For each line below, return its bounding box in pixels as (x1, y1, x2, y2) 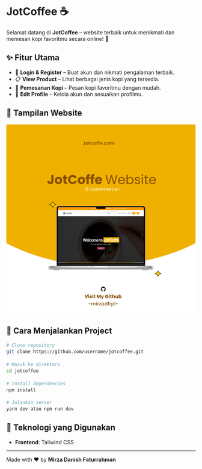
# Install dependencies (6, 380, 66, 387)
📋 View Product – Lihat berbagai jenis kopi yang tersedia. (14, 75, 160, 82)
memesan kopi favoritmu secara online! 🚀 (6, 35, 109, 42)
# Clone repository (6, 343, 55, 349)
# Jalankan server (6, 400, 52, 406)
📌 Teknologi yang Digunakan (6, 423, 116, 433)
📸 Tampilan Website (6, 108, 82, 118)
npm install (6, 387, 36, 393)
